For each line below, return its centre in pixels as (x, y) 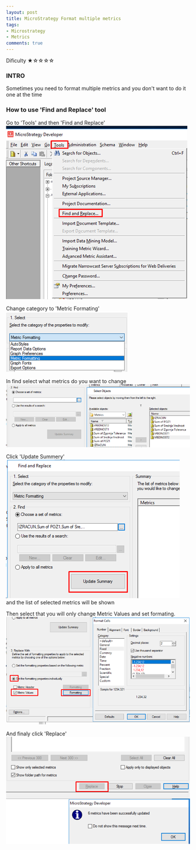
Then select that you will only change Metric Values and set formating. (91, 614)
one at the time (24, 95)
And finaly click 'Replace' (36, 734)
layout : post (22, 12)
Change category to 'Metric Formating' (53, 308)
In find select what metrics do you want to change (66, 381)
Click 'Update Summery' (36, 457)
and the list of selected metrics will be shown (60, 603)
